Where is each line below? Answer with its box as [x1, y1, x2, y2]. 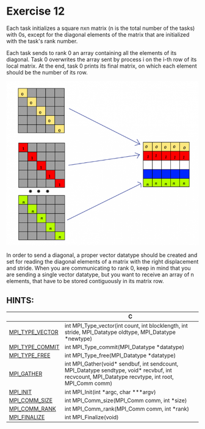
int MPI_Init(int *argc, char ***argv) [64, 388, 156, 395]
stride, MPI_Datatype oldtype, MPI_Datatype [64, 328, 176, 336]
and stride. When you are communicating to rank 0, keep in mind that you [6, 264, 191, 272]
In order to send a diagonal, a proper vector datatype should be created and [6, 251, 198, 259]
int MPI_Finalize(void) [64, 414, 119, 421]
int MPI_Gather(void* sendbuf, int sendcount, [64, 360, 179, 367]
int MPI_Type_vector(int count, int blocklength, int [64, 322, 188, 329]
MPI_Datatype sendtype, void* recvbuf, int [64, 367, 172, 374]
